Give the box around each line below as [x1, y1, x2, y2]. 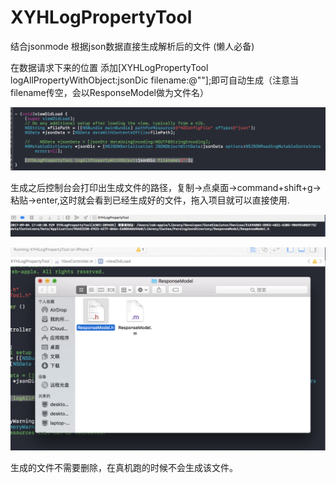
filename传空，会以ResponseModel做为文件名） [10, 86, 209, 98]
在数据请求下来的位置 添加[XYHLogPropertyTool [10, 61, 209, 73]
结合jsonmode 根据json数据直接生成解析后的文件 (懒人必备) [10, 40, 255, 52]
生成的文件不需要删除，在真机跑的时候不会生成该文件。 [10, 462, 238, 474]
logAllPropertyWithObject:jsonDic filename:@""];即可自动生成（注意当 [10, 74, 300, 86]
